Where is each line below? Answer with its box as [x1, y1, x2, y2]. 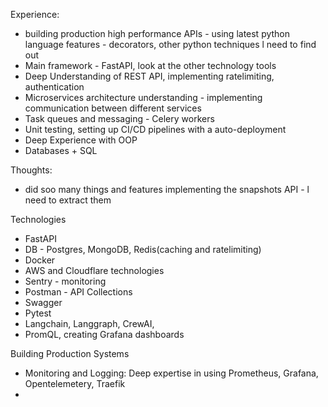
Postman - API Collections [24, 286, 133, 298]
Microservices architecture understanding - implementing [24, 92, 263, 103]
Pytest [24, 307, 52, 319]
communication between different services [24, 102, 202, 114]
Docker [24, 254, 56, 266]
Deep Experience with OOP [24, 134, 138, 146]
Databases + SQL [24, 145, 98, 156]
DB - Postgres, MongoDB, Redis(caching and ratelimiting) [24, 244, 262, 255]
